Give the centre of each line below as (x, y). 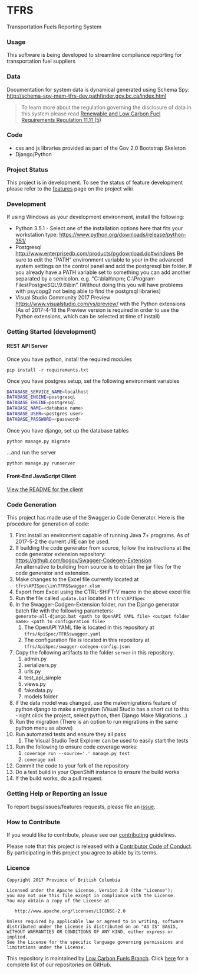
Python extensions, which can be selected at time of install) (88, 317)
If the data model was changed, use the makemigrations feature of (96, 703)
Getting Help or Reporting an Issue (57, 794)
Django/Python (33, 154)
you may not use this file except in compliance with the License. (91, 896)
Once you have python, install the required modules (69, 359)
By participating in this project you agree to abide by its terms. (82, 852)
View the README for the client (45, 489)
